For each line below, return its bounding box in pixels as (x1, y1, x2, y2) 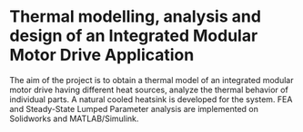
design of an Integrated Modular (9, 25, 258, 46)
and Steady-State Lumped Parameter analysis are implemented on (9, 103, 259, 114)
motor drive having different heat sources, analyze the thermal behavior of (9, 84, 288, 95)
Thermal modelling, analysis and (9, 6, 262, 27)
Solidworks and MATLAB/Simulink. (9, 113, 139, 124)
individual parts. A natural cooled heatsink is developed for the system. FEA (9, 93, 293, 105)
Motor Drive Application (9, 45, 195, 65)
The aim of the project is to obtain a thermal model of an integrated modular (9, 74, 294, 85)
